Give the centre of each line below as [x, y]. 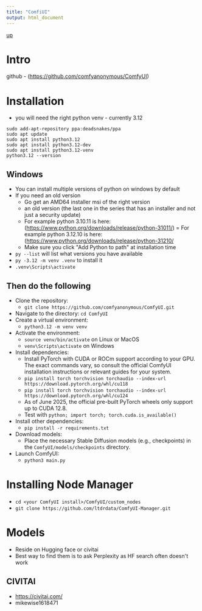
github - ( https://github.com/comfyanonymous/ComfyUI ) [78, 76]
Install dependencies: [42, 352]
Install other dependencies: [49, 421]
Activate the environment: [47, 333]
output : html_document [35, 18]
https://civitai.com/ [39, 596]
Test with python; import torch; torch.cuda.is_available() [100, 415]
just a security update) [52, 215]
